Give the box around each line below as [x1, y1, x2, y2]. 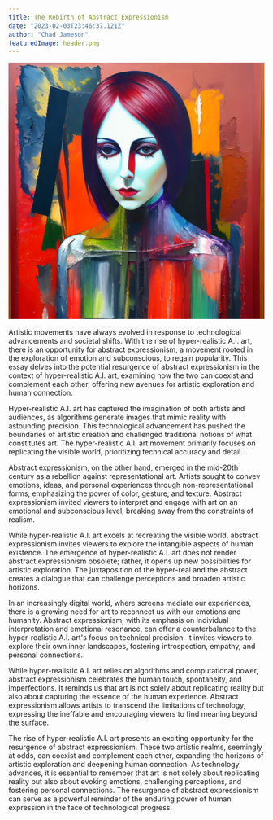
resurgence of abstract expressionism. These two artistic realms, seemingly [8, 742, 262, 752]
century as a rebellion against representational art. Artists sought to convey [8, 471, 261, 481]
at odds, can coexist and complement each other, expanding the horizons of [8, 751, 264, 761]
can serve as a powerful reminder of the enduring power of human [8, 794, 232, 804]
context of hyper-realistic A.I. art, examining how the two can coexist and [8, 371, 253, 380]
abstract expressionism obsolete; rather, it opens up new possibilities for [8, 556, 252, 566]
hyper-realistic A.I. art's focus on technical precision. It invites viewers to [8, 633, 252, 642]
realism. [8, 515, 35, 524]
